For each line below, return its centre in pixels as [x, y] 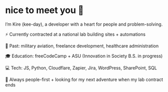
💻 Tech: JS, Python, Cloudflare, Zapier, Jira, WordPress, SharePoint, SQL [81, 68]
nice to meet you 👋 [45, 10]
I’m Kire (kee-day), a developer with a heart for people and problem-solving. [84, 24]
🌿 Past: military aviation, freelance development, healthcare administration [82, 46]
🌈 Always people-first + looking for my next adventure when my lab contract [84, 79]
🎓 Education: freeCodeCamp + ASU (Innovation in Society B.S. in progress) [84, 56]
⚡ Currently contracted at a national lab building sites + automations [75, 34]
